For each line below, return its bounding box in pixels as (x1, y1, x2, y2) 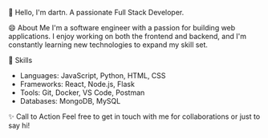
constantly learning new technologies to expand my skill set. (8, 40, 209, 49)
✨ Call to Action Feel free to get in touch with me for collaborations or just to (8, 112, 261, 121)
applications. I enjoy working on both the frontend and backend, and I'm (8, 32, 247, 41)
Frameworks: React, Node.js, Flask (19, 80, 135, 89)
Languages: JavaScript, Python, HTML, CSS (19, 71, 166, 80)
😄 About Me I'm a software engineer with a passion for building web (8, 23, 236, 32)
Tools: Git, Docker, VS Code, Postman (19, 88, 145, 97)
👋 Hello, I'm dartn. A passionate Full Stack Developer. (8, 8, 185, 17)
